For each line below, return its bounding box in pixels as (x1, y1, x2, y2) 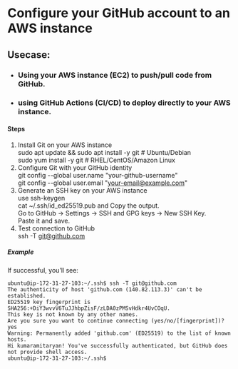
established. (7, 292, 46, 299)
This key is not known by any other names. (7, 310, 139, 318)
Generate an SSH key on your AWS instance (17, 186, 148, 194)
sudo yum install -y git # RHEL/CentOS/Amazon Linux (17, 156, 176, 164)
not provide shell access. (7, 348, 88, 355)
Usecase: (7, 49, 51, 61)
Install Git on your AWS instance (17, 141, 113, 149)
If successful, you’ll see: (7, 266, 78, 274)
